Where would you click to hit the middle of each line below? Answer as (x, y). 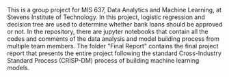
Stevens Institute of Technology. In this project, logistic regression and (106, 17)
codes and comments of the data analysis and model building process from (113, 39)
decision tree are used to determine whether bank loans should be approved (115, 24)
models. (18, 68)
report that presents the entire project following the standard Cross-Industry (114, 53)
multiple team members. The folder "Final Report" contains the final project (113, 46)
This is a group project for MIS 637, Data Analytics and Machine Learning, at (114, 10)
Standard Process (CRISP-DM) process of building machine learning (103, 60)
